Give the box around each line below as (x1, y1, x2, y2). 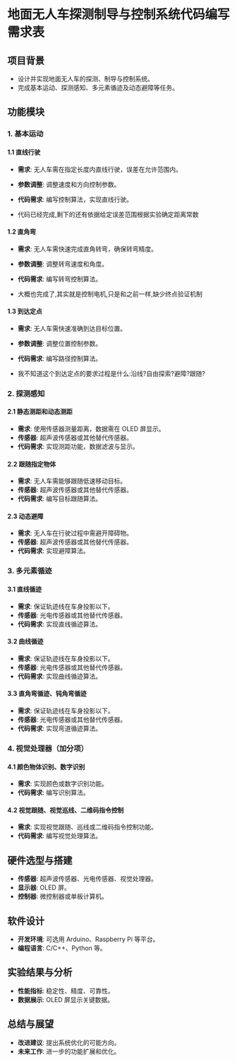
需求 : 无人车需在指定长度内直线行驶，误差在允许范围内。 (17, 165, 182, 173)
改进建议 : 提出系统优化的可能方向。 (17, 1038, 121, 1046)
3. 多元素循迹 (7, 566, 52, 576)
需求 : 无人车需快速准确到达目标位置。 (17, 324, 127, 332)
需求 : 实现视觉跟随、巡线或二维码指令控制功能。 (17, 823, 157, 831)
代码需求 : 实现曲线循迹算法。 (17, 672, 102, 680)
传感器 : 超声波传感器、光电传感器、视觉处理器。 (17, 875, 157, 883)
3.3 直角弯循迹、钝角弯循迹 (7, 689, 87, 698)
